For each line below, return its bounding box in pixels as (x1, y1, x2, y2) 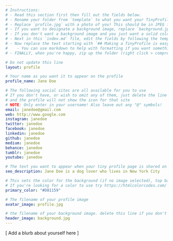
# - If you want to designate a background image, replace (5, 27, 135, 32)
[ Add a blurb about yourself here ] (5, 230, 79, 236)
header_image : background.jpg (5, 216, 71, 221)
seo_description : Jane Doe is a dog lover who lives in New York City (5, 169, 160, 174)
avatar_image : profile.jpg (5, 201, 63, 207)
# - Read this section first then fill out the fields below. (5, 12, 142, 17)
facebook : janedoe (5, 126, 45, 132)
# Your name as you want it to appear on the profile (5, 74, 124, 79)
